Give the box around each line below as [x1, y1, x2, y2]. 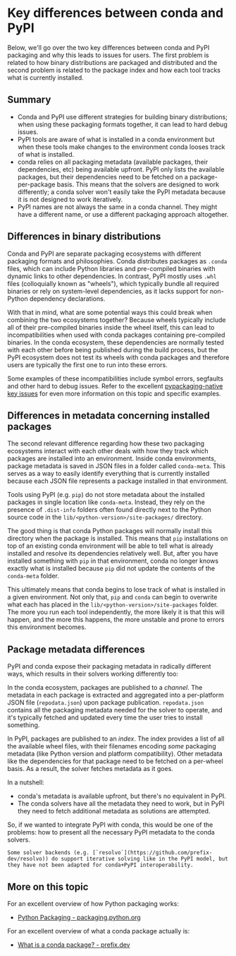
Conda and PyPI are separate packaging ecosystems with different [7, 249, 201, 258]
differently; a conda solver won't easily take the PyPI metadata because [17, 187, 226, 196]
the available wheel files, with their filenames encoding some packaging [7, 742, 216, 751]
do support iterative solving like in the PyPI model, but [51, 856, 229, 863]
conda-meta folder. [7, 572, 60, 580]
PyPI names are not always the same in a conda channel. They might [17, 203, 218, 211]
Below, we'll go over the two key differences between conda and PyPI [7, 43, 210, 52]
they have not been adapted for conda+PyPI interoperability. [7, 861, 194, 869]
